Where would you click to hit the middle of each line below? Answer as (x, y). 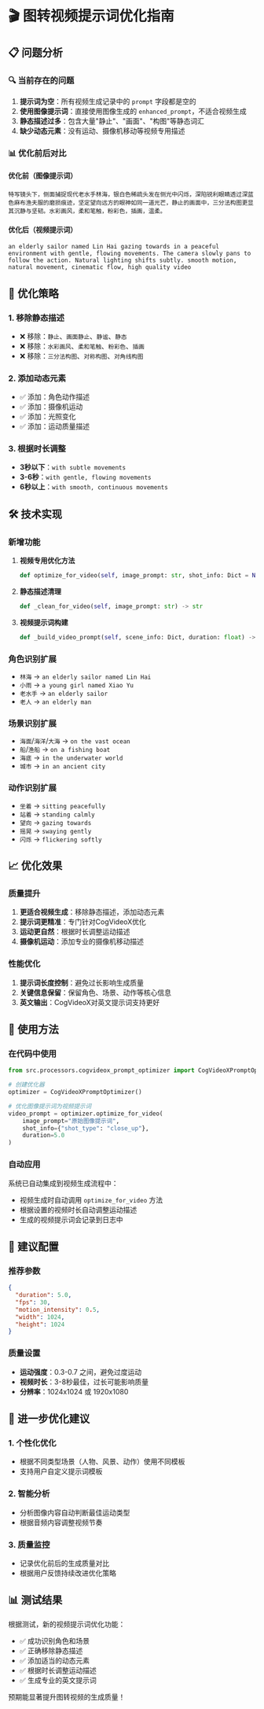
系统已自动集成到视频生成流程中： (63, 1183)
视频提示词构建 (44, 622)
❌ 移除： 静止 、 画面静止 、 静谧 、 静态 (73, 336)
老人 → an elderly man (55, 702)
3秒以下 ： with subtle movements (73, 467)
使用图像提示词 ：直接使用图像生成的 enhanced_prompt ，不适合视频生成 (133, 111)
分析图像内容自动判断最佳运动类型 (75, 1512)
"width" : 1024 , (40, 1317)
